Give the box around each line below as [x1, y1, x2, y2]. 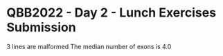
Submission [6, 19, 77, 35]
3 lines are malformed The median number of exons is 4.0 [6, 42, 172, 50]
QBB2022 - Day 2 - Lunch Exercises [6, 5, 216, 21]
